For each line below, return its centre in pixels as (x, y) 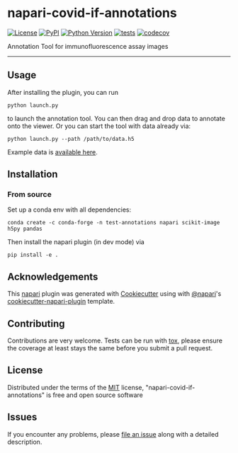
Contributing (36, 323)
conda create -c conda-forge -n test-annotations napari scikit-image (114, 223)
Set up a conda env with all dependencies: (69, 210)
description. (25, 442)
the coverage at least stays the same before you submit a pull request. (110, 348)
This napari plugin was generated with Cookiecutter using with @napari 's (114, 294)
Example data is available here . (52, 152)
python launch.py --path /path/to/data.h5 (71, 139)
